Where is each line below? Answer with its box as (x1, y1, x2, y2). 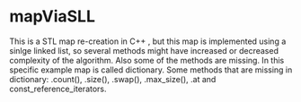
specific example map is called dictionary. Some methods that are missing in (9, 64, 293, 75)
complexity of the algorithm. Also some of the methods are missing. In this (9, 55, 285, 65)
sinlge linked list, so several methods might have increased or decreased (9, 45, 279, 55)
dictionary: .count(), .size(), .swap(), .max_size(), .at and (9, 73, 217, 84)
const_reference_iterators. (9, 83, 107, 94)
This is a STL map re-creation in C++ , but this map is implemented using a (9, 36, 287, 47)
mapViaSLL (9, 6, 96, 27)
